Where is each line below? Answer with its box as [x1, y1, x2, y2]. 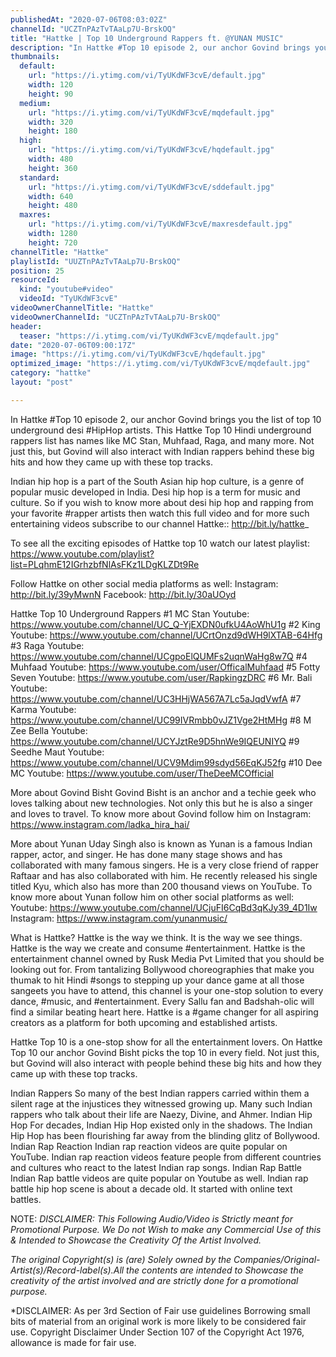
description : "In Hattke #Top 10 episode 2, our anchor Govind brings [10, 42, 311, 53]
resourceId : [10, 275, 60, 285]
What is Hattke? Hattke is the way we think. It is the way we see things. [10, 931, 303, 943]
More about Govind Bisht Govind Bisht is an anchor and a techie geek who [10, 786, 317, 798]
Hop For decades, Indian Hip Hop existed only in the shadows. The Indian [10, 1119, 313, 1131]
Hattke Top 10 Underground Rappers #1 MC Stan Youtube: [10, 607, 250, 620]
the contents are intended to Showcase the [126, 1264, 304, 1276]
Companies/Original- [233, 1253, 321, 1265]
